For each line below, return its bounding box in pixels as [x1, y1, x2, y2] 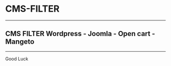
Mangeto [5, 38, 35, 46]
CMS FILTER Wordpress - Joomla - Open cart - [5, 29, 155, 38]
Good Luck [5, 55, 28, 61]
